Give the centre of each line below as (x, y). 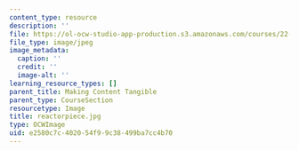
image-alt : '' (43, 75)
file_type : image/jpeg (51, 42)
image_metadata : (39, 51)
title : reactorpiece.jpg (55, 116)
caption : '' (40, 59)
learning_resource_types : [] (63, 83)
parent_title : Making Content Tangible (83, 91)
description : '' (39, 26)
